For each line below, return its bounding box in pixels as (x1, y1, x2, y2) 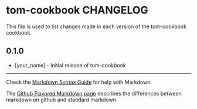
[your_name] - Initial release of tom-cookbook (14, 62, 126, 69)
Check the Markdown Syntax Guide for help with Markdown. (6, 79, 152, 86)
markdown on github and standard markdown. (6, 96, 118, 103)
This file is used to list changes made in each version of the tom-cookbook (6, 23, 186, 30)
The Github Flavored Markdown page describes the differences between (6, 90, 182, 97)
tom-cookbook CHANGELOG (6, 4, 148, 17)
